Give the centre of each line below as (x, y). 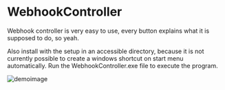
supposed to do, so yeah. (43, 37)
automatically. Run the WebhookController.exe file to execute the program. (112, 65)
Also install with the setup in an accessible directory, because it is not (106, 51)
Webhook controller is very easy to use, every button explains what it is (108, 31)
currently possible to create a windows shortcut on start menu (95, 58)
